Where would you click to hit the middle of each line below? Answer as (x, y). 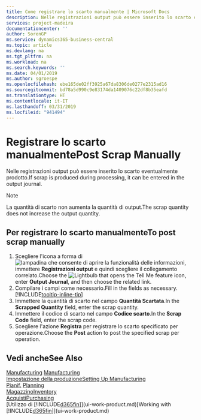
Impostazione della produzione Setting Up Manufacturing (76, 379)
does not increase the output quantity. (53, 214)
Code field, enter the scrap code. (56, 320)
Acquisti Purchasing (30, 398)
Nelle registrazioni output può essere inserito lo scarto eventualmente (92, 171)
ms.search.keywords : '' (36, 67)
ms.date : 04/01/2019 (32, 73)
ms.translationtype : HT (36, 95)
